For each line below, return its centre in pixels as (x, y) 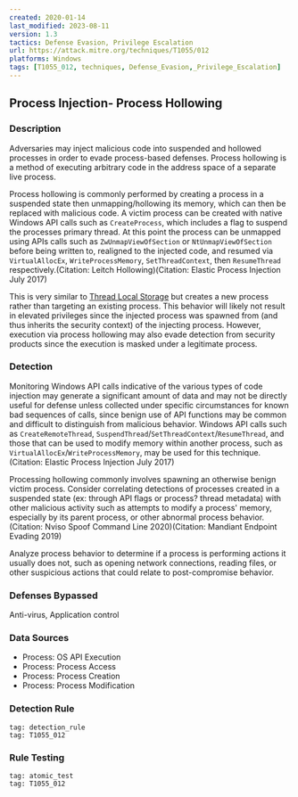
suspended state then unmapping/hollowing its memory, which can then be (148, 203)
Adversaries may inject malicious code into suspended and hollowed (135, 148)
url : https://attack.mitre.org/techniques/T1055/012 (109, 51)
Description (35, 128)
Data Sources (39, 638)
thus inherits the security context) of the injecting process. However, (135, 325)
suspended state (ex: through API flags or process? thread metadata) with (145, 498)
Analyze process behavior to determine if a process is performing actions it (148, 553)
